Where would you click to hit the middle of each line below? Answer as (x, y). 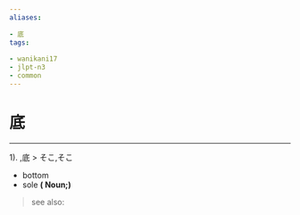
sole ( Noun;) (46, 185)
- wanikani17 (33, 59)
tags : (19, 42)
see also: (48, 202)
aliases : (25, 17)
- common (25, 76)
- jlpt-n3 (28, 68)
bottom (35, 175)
